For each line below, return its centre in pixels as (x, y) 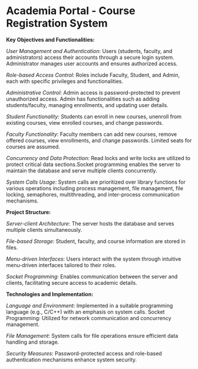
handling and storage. (33, 342)
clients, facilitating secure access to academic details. (72, 282)
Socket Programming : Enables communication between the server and (92, 276)
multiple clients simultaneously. (44, 230)
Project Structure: (29, 212)
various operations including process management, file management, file (95, 188)
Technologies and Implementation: (50, 294)
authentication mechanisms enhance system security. (72, 360)
